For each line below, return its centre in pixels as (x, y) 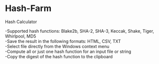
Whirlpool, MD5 (21, 36)
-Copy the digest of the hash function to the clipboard (59, 56)
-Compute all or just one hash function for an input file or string (68, 51)
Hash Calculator (21, 22)
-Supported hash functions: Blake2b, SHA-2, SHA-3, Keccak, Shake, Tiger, (79, 31)
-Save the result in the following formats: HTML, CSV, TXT (63, 41)
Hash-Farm (28, 8)
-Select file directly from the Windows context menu (57, 46)
